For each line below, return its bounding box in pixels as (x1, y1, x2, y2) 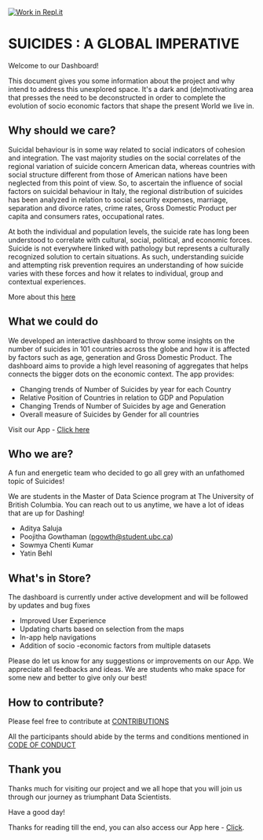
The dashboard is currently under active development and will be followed (8, 592, 249, 602)
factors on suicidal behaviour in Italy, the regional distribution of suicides (8, 186, 243, 196)
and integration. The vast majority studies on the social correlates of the (8, 153, 242, 163)
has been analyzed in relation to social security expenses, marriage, (8, 195, 228, 204)
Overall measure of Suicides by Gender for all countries (19, 409, 199, 419)
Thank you (8, 763, 61, 776)
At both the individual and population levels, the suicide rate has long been (8, 226, 250, 236)
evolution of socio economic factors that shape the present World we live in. (8, 101, 255, 110)
